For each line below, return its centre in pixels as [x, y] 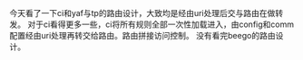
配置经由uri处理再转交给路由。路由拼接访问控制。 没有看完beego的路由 [142, 35]
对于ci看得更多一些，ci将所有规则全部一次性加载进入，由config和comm [161, 24]
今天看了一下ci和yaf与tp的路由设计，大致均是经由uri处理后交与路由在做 [142, 13]
